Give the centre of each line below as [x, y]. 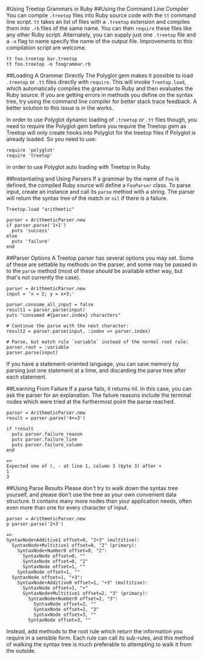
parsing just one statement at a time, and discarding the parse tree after [96, 370]
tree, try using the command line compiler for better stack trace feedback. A [102, 101]
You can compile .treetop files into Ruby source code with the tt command [101, 15]
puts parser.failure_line [45, 440]
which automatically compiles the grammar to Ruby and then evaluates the [100, 88]
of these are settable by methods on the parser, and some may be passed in [102, 264]
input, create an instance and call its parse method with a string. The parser [101, 192]
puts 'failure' [31, 241]
